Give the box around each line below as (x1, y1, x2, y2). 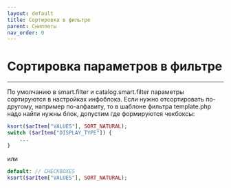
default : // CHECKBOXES (7, 167, 76, 175)
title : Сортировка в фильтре (7, 16, 91, 23)
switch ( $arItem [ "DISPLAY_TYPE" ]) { (7, 130, 112, 137)
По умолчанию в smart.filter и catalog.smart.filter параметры (7, 88, 184, 96)
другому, (7, 102, 34, 110)
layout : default (7, 10, 54, 17)
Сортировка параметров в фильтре (7, 59, 223, 74)
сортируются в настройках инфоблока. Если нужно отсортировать (7, 95, 205, 104)
